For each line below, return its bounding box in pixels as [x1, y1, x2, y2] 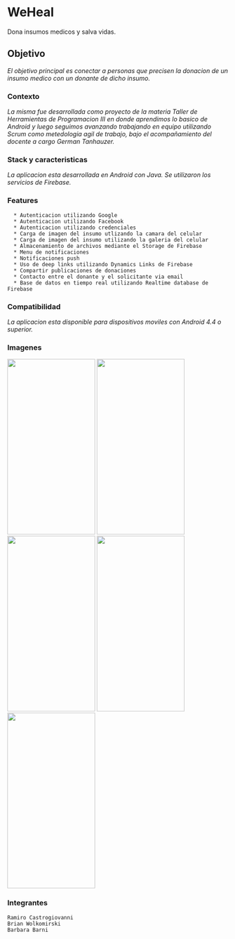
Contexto [7, 91, 40, 101]
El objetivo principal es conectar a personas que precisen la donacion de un [7, 66, 229, 74]
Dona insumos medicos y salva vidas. [7, 27, 116, 36]
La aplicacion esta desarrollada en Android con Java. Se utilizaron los [7, 171, 211, 179]
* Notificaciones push [13, 254, 80, 262]
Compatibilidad [7, 301, 61, 311]
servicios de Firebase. [7, 178, 72, 187]
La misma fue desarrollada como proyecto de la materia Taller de [7, 107, 198, 116]
